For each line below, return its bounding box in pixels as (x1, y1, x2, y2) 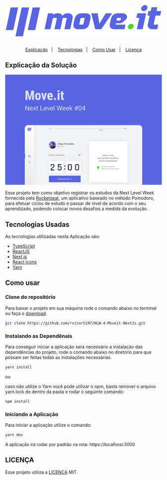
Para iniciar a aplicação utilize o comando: (5, 422, 92, 428)
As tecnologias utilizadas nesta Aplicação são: (5, 234, 100, 240)
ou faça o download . (5, 310, 47, 316)
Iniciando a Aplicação (5, 411, 59, 418)
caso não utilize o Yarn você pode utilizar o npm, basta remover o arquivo (5, 383, 156, 389)
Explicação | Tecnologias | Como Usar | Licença (25, 47, 142, 52)
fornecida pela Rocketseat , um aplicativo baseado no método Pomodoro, (5, 195, 155, 201)
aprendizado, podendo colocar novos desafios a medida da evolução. (5, 206, 148, 212)
